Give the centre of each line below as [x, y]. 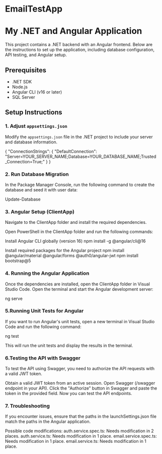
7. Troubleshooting [27, 406]
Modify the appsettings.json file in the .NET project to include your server [79, 137]
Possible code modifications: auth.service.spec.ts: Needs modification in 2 [79, 431]
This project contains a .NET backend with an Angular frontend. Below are [79, 45]
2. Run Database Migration [37, 174]
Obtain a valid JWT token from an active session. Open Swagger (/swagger [80, 383]
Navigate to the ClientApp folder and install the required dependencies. [76, 222]
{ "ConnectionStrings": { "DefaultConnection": [51, 151]
